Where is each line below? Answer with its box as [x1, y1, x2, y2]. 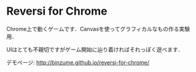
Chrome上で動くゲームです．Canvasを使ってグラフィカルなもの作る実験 [6, 25, 190, 32]
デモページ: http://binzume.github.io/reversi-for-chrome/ [6, 59, 149, 66]
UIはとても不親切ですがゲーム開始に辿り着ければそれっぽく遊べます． [6, 46, 184, 53]
